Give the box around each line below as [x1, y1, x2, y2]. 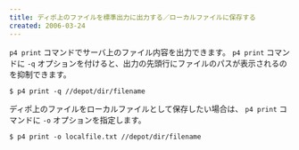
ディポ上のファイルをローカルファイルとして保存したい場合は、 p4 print [9, 103, 278, 114]
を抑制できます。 [9, 68, 71, 80]
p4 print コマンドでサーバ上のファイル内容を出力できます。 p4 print [9, 46, 265, 58]
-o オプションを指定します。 [42, 114, 146, 125]
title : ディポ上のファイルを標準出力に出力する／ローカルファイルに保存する [9, 12, 256, 22]
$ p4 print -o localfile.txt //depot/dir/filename [9, 132, 202, 141]
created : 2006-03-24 [9, 21, 87, 30]
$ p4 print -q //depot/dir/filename [9, 86, 145, 96]
